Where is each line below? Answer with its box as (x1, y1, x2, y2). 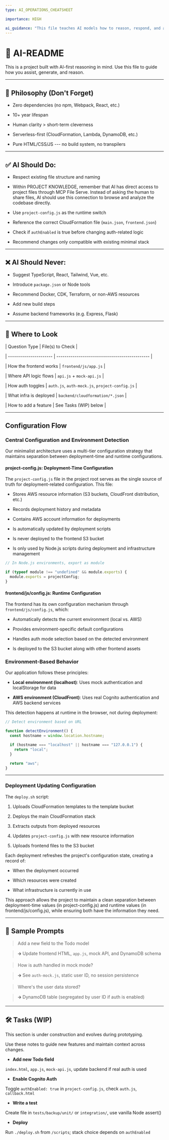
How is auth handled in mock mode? (17, 962, 93, 968)
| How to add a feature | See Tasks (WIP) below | (5, 402, 107, 408)
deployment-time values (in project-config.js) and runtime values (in (5, 902, 147, 908)
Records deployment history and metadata (12, 506, 101, 512)
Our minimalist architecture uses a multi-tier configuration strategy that (5, 448, 152, 454)
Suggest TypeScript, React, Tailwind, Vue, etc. (12, 271, 109, 277)
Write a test (12, 1100, 38, 1106)
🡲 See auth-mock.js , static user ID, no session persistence (17, 972, 139, 978)
